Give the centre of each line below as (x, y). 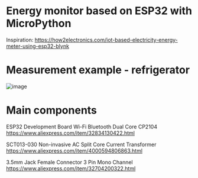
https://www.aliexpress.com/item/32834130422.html (70, 133)
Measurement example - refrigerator (98, 70)
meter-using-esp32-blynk (38, 46)
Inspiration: (20, 40)
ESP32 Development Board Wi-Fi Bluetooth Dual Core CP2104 (82, 127)
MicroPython (39, 23)
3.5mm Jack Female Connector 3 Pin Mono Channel (69, 162)
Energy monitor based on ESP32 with (99, 11)
